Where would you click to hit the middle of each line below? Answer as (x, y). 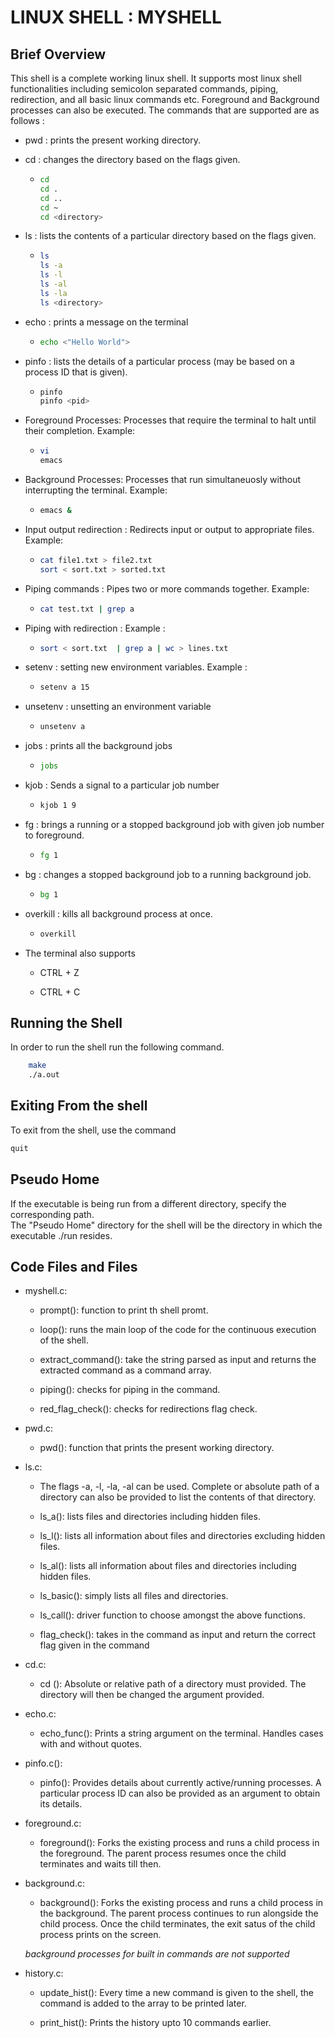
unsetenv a (62, 727)
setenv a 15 (64, 687)
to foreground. (54, 835)
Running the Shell (66, 1022)
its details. (61, 1804)
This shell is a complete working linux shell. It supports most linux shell (156, 78)
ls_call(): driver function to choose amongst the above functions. (172, 1615)
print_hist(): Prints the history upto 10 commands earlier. (155, 2023)
